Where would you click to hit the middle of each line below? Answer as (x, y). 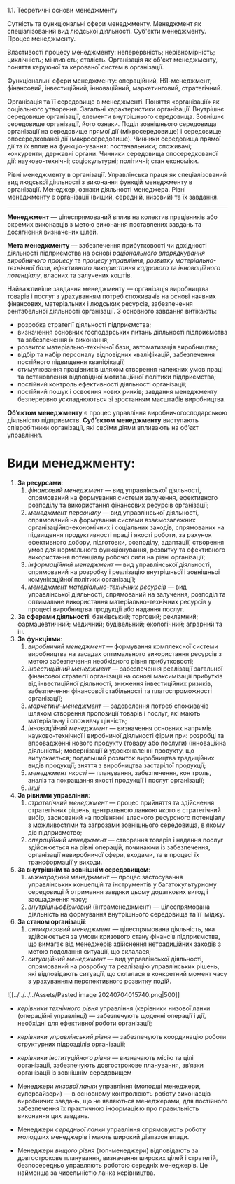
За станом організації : (52, 921)
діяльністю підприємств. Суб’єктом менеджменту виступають (103, 420)
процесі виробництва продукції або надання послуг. (106, 609)
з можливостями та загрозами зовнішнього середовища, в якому (126, 825)
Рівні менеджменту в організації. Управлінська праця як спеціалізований (117, 175)
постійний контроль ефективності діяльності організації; (102, 384)
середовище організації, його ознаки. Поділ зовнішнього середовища (112, 124)
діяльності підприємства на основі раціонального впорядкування (106, 253)
